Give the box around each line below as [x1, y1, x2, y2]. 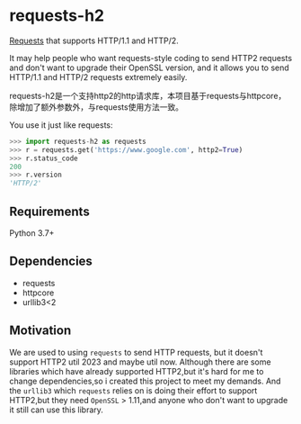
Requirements [9, 203, 90, 219]
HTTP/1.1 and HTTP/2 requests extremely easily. [9, 71, 188, 82]
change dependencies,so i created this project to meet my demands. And [9, 375, 281, 386]
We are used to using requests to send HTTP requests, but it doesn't [9, 347, 263, 357]
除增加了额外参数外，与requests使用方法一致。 [9, 101, 184, 113]
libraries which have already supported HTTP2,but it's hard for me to [9, 365, 264, 376]
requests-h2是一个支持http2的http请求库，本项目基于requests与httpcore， [9, 90, 287, 101]
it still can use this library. [9, 404, 103, 415]
